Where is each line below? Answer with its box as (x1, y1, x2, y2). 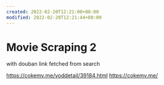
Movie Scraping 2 (6, 40, 97, 54)
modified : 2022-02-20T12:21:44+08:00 (6, 14, 102, 20)
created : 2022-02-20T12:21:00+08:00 (6, 8, 99, 15)
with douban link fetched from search (6, 60, 100, 68)
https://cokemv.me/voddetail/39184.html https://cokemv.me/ (6, 72, 158, 79)
